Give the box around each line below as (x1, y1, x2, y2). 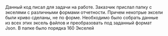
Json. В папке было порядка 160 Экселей (5, 25, 95, 31)
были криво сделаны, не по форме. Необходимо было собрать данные (5, 15, 158, 20)
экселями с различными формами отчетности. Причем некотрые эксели (5, 9, 163, 15)
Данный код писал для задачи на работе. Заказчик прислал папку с (5, 4, 152, 10)
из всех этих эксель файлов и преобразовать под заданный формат (5, 20, 152, 26)
